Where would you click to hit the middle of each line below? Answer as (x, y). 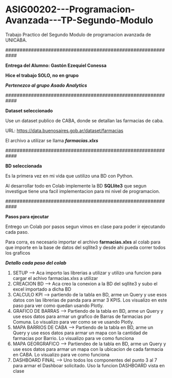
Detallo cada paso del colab (36, 262)
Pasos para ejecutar (27, 216)
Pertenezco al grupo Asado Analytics (46, 85)
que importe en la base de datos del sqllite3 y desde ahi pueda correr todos (85, 247)
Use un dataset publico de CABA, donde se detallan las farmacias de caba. (85, 120)
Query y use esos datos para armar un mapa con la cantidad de (80, 333)
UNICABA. (16, 40)
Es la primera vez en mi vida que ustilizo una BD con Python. (69, 176)
